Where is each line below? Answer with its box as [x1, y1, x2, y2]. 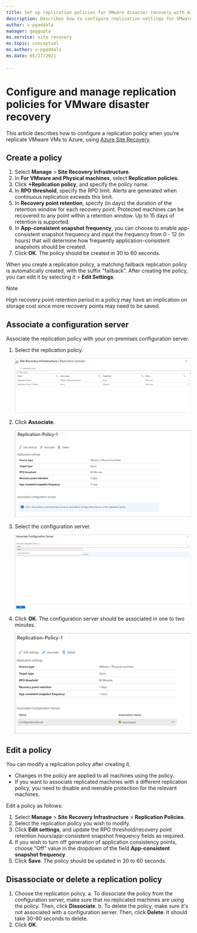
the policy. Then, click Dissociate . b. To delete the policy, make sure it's [14, 902, 189, 909]
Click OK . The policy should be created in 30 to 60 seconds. [14, 250, 161, 257]
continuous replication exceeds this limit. [14, 193, 114, 200]
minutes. [14, 621, 36, 628]
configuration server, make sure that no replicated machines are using [14, 897, 185, 904]
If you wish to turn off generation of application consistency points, [14, 838, 177, 846]
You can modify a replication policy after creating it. [6, 761, 131, 768]
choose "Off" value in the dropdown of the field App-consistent [14, 845, 170, 852]
